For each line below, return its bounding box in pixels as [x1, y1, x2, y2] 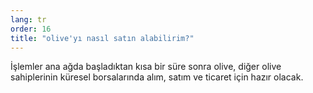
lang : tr [10, 14, 47, 25]
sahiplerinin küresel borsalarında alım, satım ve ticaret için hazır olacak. [10, 71, 304, 83]
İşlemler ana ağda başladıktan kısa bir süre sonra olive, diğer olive [10, 61, 282, 73]
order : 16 [10, 24, 52, 34]
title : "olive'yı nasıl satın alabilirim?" [10, 33, 195, 43]
